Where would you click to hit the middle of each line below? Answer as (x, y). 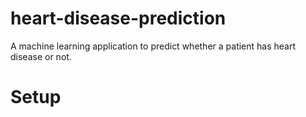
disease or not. (41, 56)
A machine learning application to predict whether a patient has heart (153, 46)
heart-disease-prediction (118, 18)
